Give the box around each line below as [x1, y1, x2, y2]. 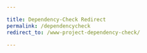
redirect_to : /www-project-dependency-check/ [6, 29, 140, 36]
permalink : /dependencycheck [6, 22, 91, 30]
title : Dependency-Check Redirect [6, 16, 107, 23]
